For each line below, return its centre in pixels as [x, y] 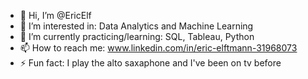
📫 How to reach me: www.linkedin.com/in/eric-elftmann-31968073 [158, 48]
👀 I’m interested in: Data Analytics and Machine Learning [136, 26]
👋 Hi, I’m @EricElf [55, 15]
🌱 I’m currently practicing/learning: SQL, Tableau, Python [137, 36]
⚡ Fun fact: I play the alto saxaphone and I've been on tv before [150, 63]
